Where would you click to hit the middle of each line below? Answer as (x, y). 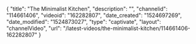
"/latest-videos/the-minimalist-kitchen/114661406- (127, 28)
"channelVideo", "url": (34, 28)
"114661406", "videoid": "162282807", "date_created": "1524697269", (94, 15)
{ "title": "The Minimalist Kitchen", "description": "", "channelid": (87, 9)
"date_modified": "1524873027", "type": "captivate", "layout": (84, 22)
